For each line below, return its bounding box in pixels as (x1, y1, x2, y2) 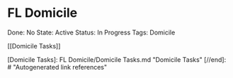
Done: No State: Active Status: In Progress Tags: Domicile (7, 28, 176, 37)
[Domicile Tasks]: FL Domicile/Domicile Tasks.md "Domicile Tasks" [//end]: (7, 55, 227, 64)
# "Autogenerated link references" (7, 63, 108, 71)
